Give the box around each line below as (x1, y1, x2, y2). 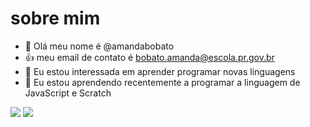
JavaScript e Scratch (24, 87, 112, 99)
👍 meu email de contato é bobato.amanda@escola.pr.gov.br (24, 51, 275, 63)
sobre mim (10, 7, 101, 30)
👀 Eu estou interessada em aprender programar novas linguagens (24, 65, 296, 77)
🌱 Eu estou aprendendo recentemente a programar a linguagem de (24, 76, 301, 88)
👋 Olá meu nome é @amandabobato (24, 40, 175, 52)
